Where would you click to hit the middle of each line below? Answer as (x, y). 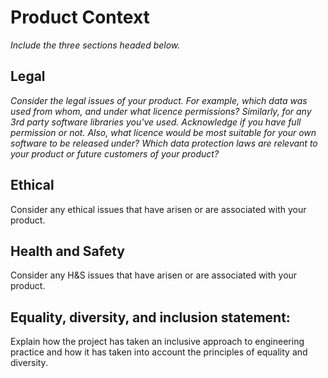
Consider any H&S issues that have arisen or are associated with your (154, 275)
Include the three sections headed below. (95, 45)
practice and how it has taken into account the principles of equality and (159, 352)
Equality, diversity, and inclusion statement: (150, 317)
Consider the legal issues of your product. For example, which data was (159, 100)
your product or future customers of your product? (115, 153)
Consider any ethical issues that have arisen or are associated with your (158, 209)
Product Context (80, 17)
